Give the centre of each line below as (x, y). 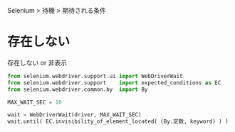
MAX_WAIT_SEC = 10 (35, 102)
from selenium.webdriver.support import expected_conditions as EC (114, 83)
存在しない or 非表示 (37, 62)
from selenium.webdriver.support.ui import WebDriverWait (95, 76)
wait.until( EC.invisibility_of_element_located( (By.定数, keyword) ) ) (118, 122)
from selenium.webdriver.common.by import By (78, 89)
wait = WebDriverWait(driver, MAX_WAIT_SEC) (74, 115)
